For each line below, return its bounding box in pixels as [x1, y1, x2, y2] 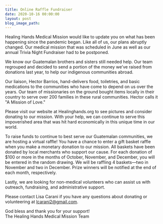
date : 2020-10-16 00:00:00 [5, 12, 60, 17]
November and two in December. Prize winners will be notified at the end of [5, 165, 157, 171]
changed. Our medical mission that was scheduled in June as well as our [5, 44, 151, 50]
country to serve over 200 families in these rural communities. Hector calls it [5, 94, 158, 100]
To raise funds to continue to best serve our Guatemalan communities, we [5, 134, 153, 139]
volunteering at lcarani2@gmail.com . [5, 199, 79, 205]
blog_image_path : [5, 20, 40, 26]
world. [5, 124, 18, 130]
